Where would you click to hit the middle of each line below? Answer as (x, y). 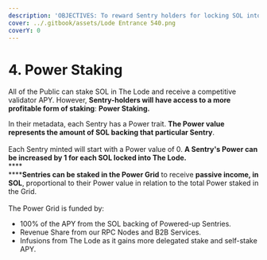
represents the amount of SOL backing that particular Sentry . (112, 133)
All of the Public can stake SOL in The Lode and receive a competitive (122, 91)
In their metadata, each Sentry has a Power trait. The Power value (116, 124)
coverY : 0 (25, 30)
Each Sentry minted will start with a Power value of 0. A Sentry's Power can (133, 149)
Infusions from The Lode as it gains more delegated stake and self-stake (139, 241)
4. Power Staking (66, 70)
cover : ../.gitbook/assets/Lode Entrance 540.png (92, 23)
